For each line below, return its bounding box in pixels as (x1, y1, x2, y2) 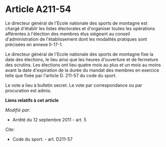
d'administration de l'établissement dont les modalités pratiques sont (5, 36, 147, 42)
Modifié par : (5, 107, 31, 113)
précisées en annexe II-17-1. (5, 41, 63, 47)
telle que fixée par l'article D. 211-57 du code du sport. (5, 72, 116, 78)
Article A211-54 (5, 4, 71, 15)
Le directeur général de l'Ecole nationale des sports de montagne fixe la (5, 51, 153, 57)
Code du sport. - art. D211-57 (12, 136, 73, 142)
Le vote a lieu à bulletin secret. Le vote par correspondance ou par (5, 82, 142, 88)
